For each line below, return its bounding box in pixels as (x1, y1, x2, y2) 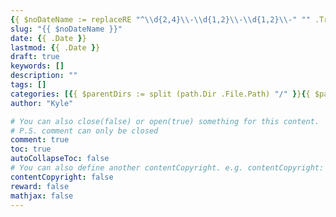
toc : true (10, 144, 52, 155)
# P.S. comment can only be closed (10, 126, 159, 136)
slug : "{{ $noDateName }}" (10, 24, 123, 34)
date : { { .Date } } (10, 33, 87, 43)
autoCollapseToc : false (10, 154, 110, 164)
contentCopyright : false (10, 172, 114, 182)
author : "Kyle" (10, 98, 74, 108)
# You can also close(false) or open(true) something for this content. (10, 116, 320, 126)
